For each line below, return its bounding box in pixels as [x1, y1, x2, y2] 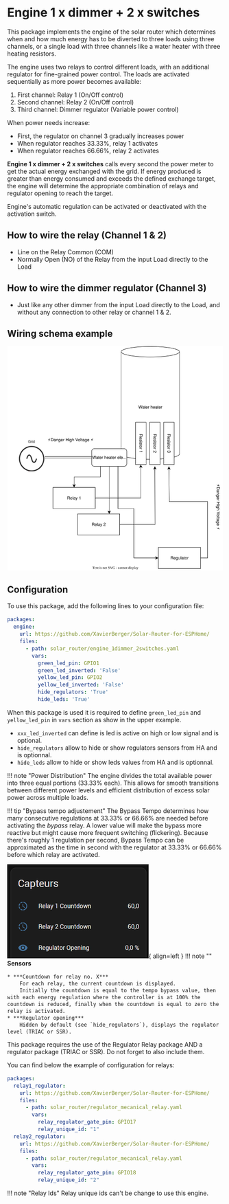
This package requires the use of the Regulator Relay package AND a [7, 1040, 203, 1049]
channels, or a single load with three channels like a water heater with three [7, 42, 221, 50]
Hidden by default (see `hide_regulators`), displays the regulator [19, 1021, 219, 1028]
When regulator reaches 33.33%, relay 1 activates [16, 139, 158, 147]
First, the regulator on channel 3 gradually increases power [16, 132, 184, 140]
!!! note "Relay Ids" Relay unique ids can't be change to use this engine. [7, 1189, 209, 1197]
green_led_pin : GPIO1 [37, 660, 99, 667]
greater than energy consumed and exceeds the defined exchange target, [7, 174, 216, 183]
